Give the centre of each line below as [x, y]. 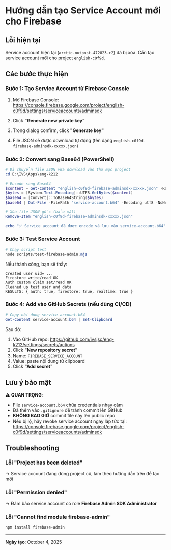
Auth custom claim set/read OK [38, 282]
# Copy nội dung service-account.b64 [45, 315]
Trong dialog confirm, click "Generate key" [58, 130]
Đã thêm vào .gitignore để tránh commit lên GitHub [67, 410]
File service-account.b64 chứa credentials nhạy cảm [68, 405]
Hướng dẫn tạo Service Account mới [83, 10]
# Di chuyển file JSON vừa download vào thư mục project [68, 169]
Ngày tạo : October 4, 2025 [34, 542]
